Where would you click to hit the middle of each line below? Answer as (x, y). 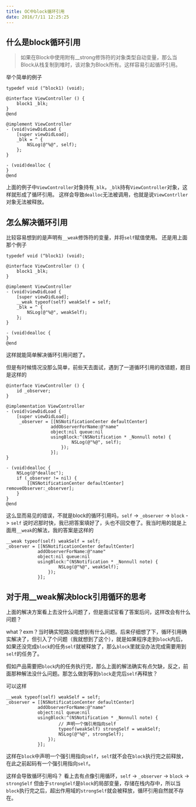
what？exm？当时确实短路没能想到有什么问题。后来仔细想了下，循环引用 (94, 632)
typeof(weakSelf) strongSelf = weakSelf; (109, 729)
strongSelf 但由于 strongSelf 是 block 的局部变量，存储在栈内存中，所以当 (93, 783)
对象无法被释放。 (27, 202)
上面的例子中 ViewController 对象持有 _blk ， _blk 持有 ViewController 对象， (94, 187)
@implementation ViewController (45, 406)
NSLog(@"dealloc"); (40, 473)
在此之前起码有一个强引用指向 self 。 (50, 763)
